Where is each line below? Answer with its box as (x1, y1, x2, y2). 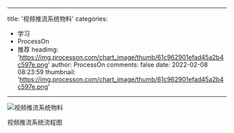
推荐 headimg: (17, 46, 59, 53)
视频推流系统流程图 (7, 118, 63, 126)
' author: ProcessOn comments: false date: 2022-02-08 (47, 60, 208, 69)
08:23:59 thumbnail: (17, 68, 76, 76)
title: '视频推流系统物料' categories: (7, 15, 108, 23)
